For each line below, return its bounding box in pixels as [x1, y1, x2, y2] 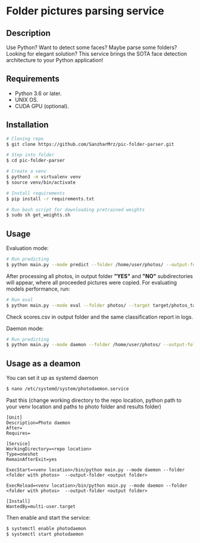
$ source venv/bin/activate [6, 179, 76, 185]
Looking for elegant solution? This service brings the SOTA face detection [6, 50, 187, 57]
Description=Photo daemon [6, 420, 70, 426]
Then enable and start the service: [6, 514, 91, 521]
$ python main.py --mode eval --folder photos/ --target [6, 302, 151, 309]
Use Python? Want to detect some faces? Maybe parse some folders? [6, 44, 177, 51]
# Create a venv [6, 169, 46, 175]
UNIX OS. [14, 96, 39, 103]
